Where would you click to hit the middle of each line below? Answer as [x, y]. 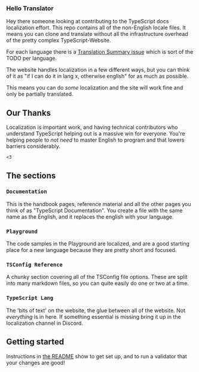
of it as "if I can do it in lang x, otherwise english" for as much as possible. [97, 76]
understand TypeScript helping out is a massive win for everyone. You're [96, 134]
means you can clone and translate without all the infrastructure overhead [97, 34]
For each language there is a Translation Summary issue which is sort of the [100, 52]
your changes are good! [36, 362]
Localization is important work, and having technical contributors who [92, 127]
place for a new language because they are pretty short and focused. [91, 250]
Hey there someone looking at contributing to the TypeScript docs [88, 21]
